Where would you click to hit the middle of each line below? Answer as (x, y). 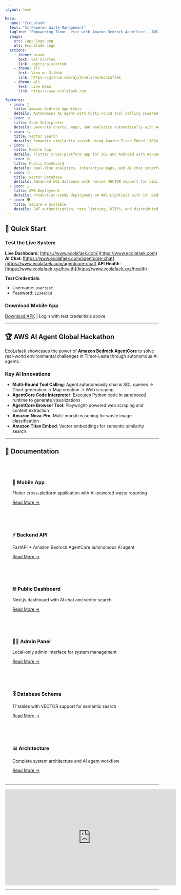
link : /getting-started (42, 64)
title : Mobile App (32, 150)
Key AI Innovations (28, 374)
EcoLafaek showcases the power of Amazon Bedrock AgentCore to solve (80, 351)
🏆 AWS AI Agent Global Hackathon (60, 337)
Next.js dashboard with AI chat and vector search (62, 599)
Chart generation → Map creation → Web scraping (63, 390)
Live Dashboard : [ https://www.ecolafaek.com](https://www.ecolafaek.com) (81, 253)
